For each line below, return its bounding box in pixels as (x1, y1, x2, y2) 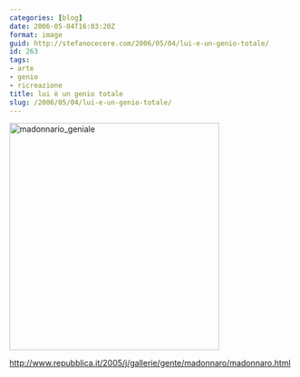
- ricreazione (9, 81, 63, 90)
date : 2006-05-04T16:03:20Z (9, 22, 116, 31)
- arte (9, 64, 34, 74)
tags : (9, 55, 30, 64)
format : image (9, 30, 63, 39)
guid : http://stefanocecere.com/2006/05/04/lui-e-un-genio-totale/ (9, 38, 270, 48)
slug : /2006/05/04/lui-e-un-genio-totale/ (9, 97, 172, 107)
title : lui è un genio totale (9, 89, 124, 98)
